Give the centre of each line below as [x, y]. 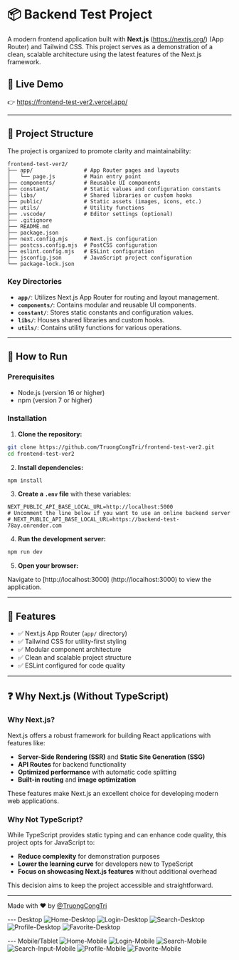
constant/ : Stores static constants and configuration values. [106, 312]
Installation [27, 419]
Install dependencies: [51, 467]
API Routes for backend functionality [72, 764]
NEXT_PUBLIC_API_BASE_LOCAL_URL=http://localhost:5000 [90, 507]
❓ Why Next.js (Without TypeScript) [88, 696]
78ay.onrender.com [34, 526]
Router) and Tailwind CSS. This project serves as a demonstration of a [110, 46]
